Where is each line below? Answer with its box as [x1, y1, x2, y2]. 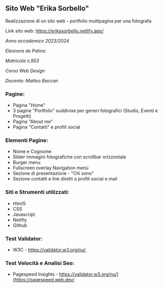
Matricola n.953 [5, 58, 39, 64]
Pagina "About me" [12, 118, 53, 125]
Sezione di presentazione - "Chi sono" [12, 170, 94, 176]
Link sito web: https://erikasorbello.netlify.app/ [5, 28, 104, 34]
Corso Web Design [5, 67, 45, 74]
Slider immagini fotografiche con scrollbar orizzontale [12, 154, 127, 160]
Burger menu [12, 159, 41, 166]
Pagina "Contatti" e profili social [12, 124, 80, 130]
